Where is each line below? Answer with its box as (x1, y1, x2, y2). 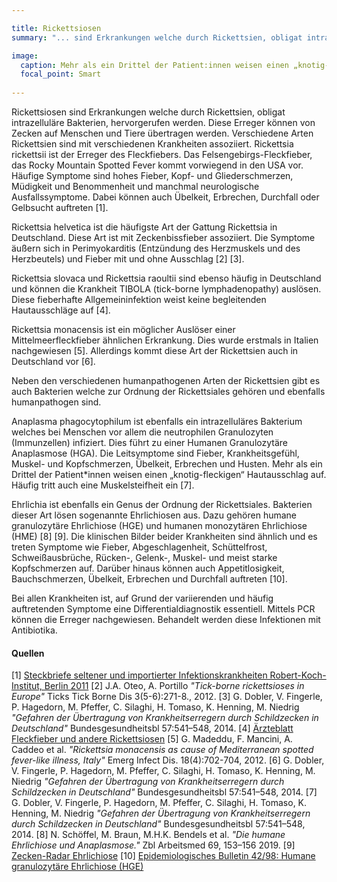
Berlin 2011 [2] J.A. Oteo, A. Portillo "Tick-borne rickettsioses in (44, 680, 305, 692)
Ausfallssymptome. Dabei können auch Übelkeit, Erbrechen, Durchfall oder (11, 191, 320, 203)
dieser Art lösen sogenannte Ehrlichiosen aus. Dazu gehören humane (11, 509, 297, 521)
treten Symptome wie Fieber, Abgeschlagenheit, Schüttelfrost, (11, 541, 268, 553)
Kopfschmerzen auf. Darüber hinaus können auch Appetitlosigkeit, (11, 562, 285, 574)
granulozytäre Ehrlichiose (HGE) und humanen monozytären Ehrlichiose (11, 520, 308, 531)
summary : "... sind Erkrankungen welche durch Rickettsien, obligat (11, 32, 303, 43)
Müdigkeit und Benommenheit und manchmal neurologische (11, 181, 260, 192)
